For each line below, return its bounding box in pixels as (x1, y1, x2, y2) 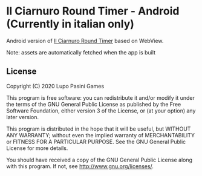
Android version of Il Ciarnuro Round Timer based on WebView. (6, 37, 164, 44)
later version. (6, 113, 39, 120)
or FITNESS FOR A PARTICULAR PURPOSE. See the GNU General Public (6, 138, 186, 145)
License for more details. (6, 144, 68, 152)
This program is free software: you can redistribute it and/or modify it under (6, 94, 195, 101)
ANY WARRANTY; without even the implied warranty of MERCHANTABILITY (6, 131, 195, 139)
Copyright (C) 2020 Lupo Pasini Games (6, 82, 105, 90)
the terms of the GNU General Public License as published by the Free (6, 100, 181, 108)
